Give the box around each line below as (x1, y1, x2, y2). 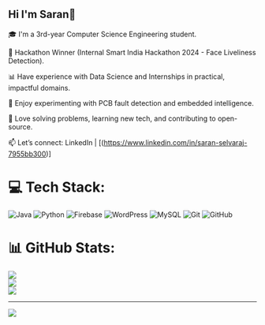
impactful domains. (8, 83, 71, 92)
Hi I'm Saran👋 (8, 8, 77, 21)
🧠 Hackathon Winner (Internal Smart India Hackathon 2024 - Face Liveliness (8, 47, 256, 57)
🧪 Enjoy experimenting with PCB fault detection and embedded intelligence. (8, 98, 254, 107)
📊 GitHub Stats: (8, 238, 116, 256)
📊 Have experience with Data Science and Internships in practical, (8, 72, 225, 81)
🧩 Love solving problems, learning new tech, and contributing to (8, 114, 216, 123)
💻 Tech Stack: (8, 178, 106, 196)
